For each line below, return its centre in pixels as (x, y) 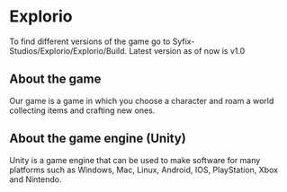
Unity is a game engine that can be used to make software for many (135, 160)
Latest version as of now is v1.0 (187, 50)
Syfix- (184, 41)
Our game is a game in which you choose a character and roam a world (142, 100)
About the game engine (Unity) (98, 139)
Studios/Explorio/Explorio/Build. (68, 50)
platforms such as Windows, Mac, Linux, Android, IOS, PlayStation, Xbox (144, 170)
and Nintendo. (36, 179)
